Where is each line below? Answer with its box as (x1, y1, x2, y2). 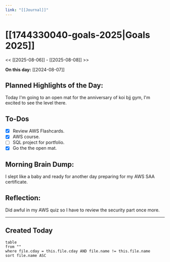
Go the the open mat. (12, 145, 57, 151)
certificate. (5, 179, 28, 185)
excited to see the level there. (5, 100, 67, 106)
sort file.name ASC (5, 253, 47, 258)
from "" (5, 244, 22, 249)
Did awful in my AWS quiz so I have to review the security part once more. (5, 207, 160, 213)
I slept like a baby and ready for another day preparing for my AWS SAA (5, 173, 155, 180)
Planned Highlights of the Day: (5, 81, 104, 90)
